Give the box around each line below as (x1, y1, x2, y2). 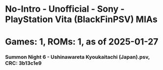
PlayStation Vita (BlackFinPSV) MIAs (5, 14, 158, 25)
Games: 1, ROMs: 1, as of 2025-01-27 (5, 36, 159, 47)
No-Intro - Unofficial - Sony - (5, 3, 125, 15)
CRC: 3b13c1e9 (5, 60, 42, 67)
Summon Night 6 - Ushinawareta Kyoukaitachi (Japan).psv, (5, 54, 150, 61)
